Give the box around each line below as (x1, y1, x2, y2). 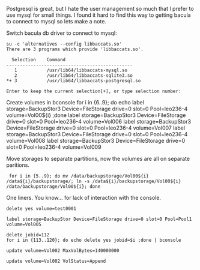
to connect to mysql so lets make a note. (6, 18, 107, 25)
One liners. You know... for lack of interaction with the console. (6, 194, 161, 201)
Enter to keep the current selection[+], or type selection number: (6, 88, 181, 94)
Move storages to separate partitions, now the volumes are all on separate (6, 155, 190, 162)
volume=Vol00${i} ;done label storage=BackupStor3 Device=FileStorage (6, 112, 186, 119)
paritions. (6, 161, 30, 169)
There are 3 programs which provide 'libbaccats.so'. (6, 46, 144, 52)
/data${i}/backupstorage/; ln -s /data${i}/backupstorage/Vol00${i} (6, 178, 181, 184)
